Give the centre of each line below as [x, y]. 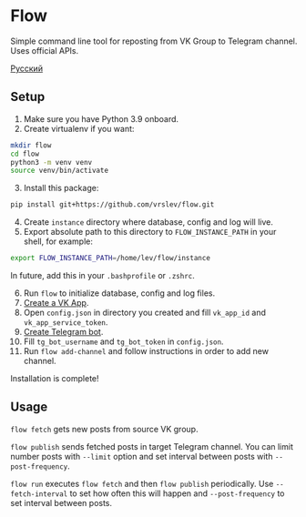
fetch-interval [39, 494]
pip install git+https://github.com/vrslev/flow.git [112, 205]
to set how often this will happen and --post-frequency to [177, 493]
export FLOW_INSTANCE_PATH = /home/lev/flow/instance [110, 258]
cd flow [25, 154]
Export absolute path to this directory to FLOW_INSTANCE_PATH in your [150, 232]
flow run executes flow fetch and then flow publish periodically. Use [142, 483]
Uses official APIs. [45, 50]
